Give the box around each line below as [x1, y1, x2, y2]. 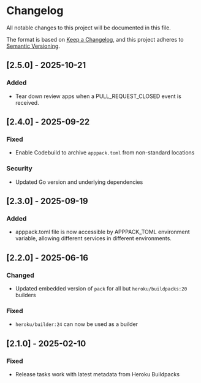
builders [15, 291, 36, 298]
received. [15, 99, 39, 106]
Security [6, 164, 32, 173]
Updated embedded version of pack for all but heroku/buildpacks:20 [15, 284, 188, 292]
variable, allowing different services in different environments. [15, 235, 172, 242]
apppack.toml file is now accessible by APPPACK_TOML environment [15, 228, 190, 236]
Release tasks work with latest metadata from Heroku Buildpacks [15, 370, 180, 377]
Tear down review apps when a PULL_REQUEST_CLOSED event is [15, 93, 182, 100]
